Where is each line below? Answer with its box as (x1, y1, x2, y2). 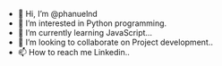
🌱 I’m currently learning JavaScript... (17, 28, 153, 37)
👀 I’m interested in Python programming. (17, 18, 167, 29)
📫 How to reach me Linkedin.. (17, 47, 130, 57)
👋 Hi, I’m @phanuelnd (17, 9, 98, 19)
